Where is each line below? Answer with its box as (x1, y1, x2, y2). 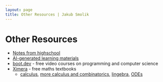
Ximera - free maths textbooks (12, 66, 77, 72)
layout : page (5, 7, 33, 12)
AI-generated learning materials (12, 55, 79, 61)
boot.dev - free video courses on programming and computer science (12, 60, 158, 66)
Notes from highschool (12, 50, 61, 56)
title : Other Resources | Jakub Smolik (5, 12, 89, 17)
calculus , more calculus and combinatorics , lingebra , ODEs (20, 71, 143, 77)
